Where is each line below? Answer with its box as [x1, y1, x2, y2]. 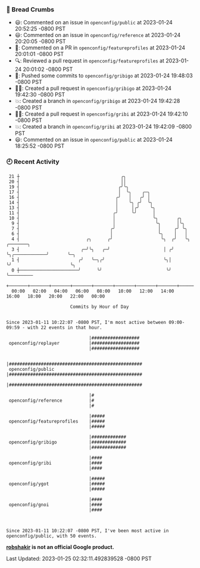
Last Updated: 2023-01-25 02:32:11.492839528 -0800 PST [6, 555, 152, 562]
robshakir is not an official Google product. [6, 543, 114, 550]
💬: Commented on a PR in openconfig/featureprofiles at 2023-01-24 [14, 44, 186, 51]
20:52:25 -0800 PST [14, 25, 66, 32]
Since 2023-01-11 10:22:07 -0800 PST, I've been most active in [6, 528, 169, 533]
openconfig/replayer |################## [8, 340, 140, 346]
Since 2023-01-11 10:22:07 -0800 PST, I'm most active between [6, 319, 167, 325]
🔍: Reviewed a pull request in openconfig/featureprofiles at [14, 57, 165, 64]
